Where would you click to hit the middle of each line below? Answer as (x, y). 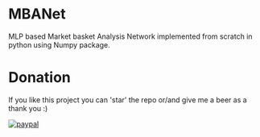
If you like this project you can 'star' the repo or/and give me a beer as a (128, 100)
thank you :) (28, 108)
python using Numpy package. (59, 44)
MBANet (37, 14)
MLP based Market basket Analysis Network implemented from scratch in (130, 36)
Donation (39, 78)
